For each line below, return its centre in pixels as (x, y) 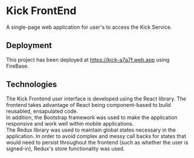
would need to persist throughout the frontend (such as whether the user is (97, 142)
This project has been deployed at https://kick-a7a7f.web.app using (88, 59)
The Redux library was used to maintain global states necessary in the (91, 130)
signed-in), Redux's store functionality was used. (66, 149)
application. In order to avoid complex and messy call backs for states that (96, 136)
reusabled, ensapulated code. (42, 111)
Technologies (32, 84)
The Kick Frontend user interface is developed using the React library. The (96, 99)
